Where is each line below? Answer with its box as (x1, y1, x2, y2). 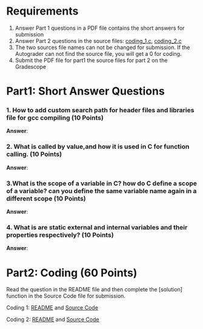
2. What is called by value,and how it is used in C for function (6, 143, 190, 151)
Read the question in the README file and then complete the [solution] (6, 286, 183, 293)
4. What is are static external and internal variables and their (6, 223, 188, 231)
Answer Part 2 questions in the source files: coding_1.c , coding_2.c (15, 37, 182, 44)
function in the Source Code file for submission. (6, 293, 126, 300)
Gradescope (15, 63, 47, 70)
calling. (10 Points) (6, 150, 62, 158)
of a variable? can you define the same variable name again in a (6, 186, 197, 195)
